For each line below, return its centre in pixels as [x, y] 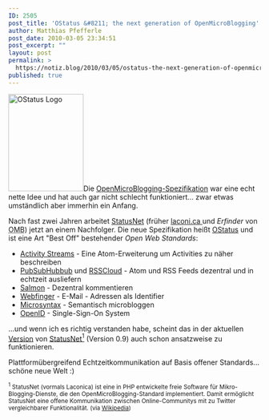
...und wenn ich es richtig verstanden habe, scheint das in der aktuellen [126, 329]
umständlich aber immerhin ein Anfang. [73, 205]
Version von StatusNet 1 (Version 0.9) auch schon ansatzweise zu [115, 337]
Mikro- [229, 387]
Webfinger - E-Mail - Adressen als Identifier [92, 296]
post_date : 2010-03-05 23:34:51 [62, 38]
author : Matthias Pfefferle [55, 30]
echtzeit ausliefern [50, 279]
